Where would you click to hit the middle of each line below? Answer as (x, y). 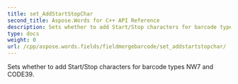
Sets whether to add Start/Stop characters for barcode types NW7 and (110, 67)
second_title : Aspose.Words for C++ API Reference (84, 20)
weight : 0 (22, 40)
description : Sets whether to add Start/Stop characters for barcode (112, 27)
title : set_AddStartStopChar (50, 14)
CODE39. (21, 74)
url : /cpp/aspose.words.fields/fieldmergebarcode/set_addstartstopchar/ (117, 47)
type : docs (23, 34)
